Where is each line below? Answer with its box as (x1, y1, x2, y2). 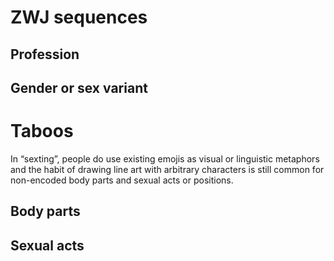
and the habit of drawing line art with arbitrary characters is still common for (10, 163, 325, 175)
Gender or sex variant (10, 79, 148, 96)
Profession (10, 46, 80, 63)
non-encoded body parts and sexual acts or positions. (10, 174, 234, 186)
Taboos (10, 120, 74, 143)
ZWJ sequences (10, 6, 148, 29)
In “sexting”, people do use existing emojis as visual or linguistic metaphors (10, 152, 320, 165)
